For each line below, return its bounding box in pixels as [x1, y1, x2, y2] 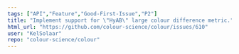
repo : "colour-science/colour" [7, 36, 100, 43]
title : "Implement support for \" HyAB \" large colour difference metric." [7, 17, 234, 24]
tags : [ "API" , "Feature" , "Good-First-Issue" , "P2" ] [7, 10, 158, 18]
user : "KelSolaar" [7, 29, 62, 37]
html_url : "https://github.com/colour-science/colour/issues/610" [7, 23, 208, 30]
